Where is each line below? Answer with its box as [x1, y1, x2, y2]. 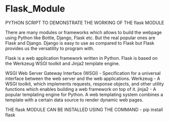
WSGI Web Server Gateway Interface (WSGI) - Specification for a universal [5, 70, 161, 76]
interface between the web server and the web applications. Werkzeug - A [5, 75, 160, 81]
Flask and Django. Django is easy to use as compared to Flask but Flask [5, 40, 155, 46]
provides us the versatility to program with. [5, 45, 94, 51]
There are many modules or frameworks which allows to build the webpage [5, 29, 162, 35]
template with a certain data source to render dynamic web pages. [5, 96, 144, 103]
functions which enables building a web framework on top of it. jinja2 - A [5, 86, 156, 92]
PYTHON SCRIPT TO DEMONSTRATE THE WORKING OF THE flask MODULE [5, 20, 164, 26]
